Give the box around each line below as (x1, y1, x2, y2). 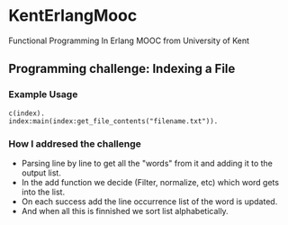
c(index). (8, 109, 46, 118)
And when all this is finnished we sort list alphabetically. (21, 205, 229, 216)
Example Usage (8, 88, 78, 101)
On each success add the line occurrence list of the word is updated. (21, 195, 278, 207)
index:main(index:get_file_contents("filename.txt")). (8, 116, 219, 126)
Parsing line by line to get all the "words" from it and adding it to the (21, 157, 274, 168)
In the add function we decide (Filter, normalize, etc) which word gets (21, 176, 280, 187)
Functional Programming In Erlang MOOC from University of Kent (8, 35, 249, 46)
